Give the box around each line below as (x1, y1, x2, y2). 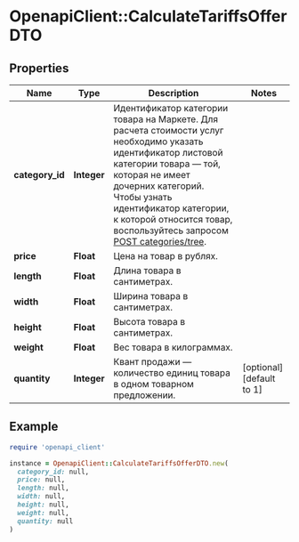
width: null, (17, 492, 66, 501)
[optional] (242, 361, 284, 373)
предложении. (113, 389, 176, 401)
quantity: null (17, 516, 74, 526)
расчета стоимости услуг (113, 125, 224, 136)
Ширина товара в (113, 290, 189, 302)
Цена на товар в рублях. (113, 250, 218, 262)
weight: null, (17, 508, 69, 517)
